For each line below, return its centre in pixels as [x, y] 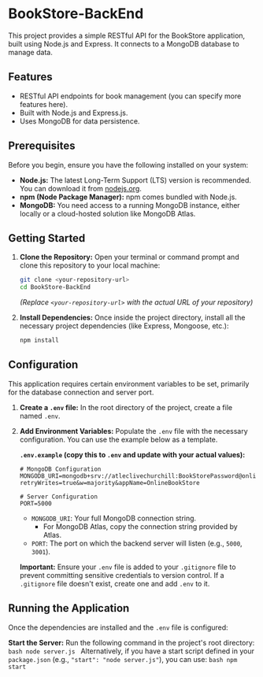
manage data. [30, 52]
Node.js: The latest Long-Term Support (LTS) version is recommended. [135, 180]
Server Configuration [63, 497]
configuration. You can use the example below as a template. [119, 439]
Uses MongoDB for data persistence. [80, 121]
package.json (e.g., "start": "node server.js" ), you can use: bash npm [123, 659]
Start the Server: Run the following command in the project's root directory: [131, 642]
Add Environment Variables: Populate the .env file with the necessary [133, 431]
